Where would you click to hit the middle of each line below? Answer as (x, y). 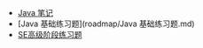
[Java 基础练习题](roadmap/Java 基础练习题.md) (106, 24)
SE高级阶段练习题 (50, 34)
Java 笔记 (35, 13)
